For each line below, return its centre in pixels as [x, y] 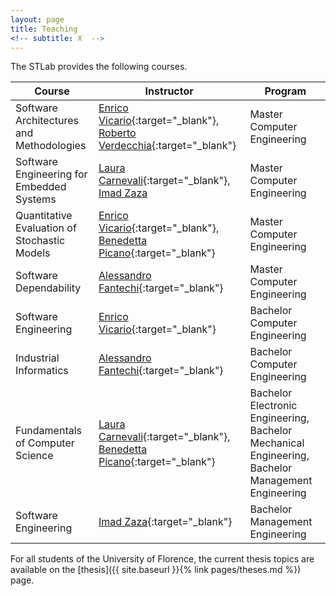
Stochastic [40, 241]
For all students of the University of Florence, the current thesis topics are [162, 559]
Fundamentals [49, 431]
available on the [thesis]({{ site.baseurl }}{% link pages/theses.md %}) [156, 570]
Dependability [48, 288]
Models [33, 253]
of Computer [45, 443]
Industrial [37, 358]
